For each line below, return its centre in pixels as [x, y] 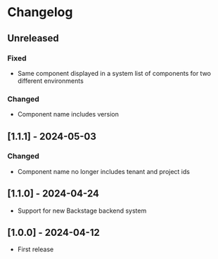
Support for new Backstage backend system [82, 211]
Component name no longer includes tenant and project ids [103, 171]
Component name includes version [68, 114]
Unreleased [33, 38]
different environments [51, 81]
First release [36, 249]
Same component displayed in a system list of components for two [114, 73]
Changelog [40, 12]
